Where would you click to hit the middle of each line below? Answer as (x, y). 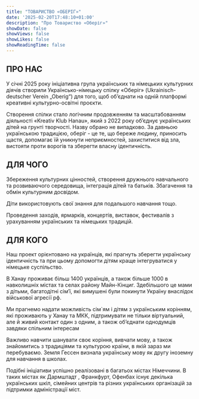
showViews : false (28, 34)
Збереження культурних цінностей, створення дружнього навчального (97, 179)
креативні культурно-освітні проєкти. (54, 103)
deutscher (19, 96)
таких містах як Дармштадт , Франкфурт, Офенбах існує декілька (90, 377)
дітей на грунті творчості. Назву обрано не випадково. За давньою (92, 127)
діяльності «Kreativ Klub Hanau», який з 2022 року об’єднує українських (99, 121)
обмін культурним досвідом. (43, 192)
